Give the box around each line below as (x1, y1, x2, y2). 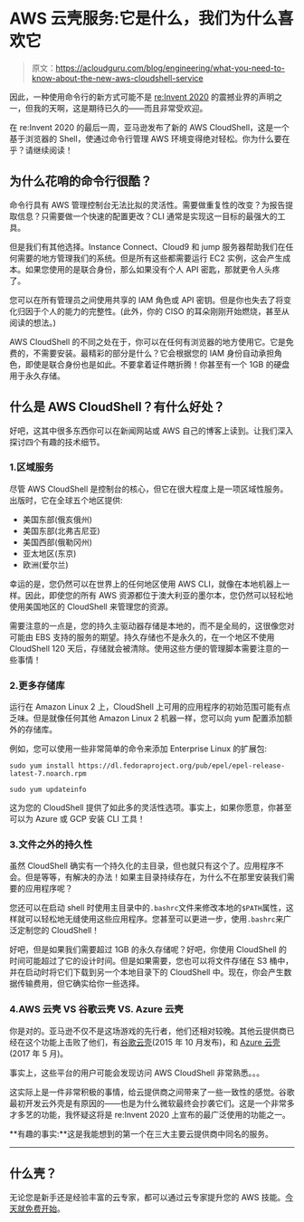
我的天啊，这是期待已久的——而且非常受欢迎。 (33, 102, 208, 113)
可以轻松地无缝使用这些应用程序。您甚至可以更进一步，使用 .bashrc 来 (24, 913, 284, 924)
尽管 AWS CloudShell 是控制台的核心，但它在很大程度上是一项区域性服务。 (9, 483, 289, 494)
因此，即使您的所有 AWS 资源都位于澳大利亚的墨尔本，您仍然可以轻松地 (24, 589, 294, 600)
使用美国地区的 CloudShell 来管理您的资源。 (9, 601, 174, 612)
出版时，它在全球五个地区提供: (9, 494, 124, 505)
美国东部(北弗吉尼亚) (22, 525, 101, 536)
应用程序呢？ (24, 883, 73, 894)
